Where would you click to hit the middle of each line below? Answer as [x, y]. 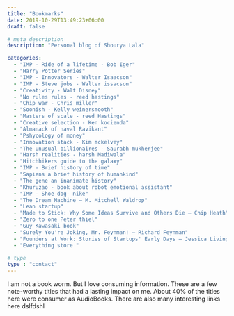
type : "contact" [32, 265]
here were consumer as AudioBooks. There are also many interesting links [114, 299]
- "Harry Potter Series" [49, 71]
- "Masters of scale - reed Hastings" [70, 116]
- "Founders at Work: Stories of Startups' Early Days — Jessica [110, 239]
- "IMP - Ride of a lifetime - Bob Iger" [75, 65]
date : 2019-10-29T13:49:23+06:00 [56, 20]
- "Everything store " [46, 245]
